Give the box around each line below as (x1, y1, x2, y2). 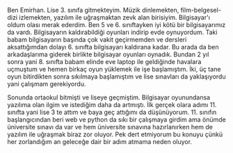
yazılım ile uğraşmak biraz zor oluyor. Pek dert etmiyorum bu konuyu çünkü (7, 130, 223, 138)
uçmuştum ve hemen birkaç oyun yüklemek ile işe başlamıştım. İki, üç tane (7, 65, 221, 73)
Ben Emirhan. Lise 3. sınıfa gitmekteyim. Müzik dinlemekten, (7, 6, 179, 14)
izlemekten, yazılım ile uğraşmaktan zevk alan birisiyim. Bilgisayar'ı (19, 13, 211, 22)
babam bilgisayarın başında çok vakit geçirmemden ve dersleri (7, 35, 187, 44)
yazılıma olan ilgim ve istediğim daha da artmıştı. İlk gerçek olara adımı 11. (7, 101, 217, 108)
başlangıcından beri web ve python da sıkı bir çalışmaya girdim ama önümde (7, 115, 226, 124)
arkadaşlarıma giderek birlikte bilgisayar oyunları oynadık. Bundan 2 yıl (7, 50, 209, 58)
